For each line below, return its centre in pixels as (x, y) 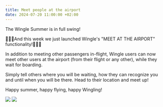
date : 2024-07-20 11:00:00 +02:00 (42, 15)
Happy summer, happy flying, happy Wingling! (54, 89)
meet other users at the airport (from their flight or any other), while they (81, 59)
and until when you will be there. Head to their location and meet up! (77, 80)
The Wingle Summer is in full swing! (43, 29)
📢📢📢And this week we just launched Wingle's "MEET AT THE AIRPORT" (80, 39)
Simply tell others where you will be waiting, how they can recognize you (82, 74)
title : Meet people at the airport (43, 10)
